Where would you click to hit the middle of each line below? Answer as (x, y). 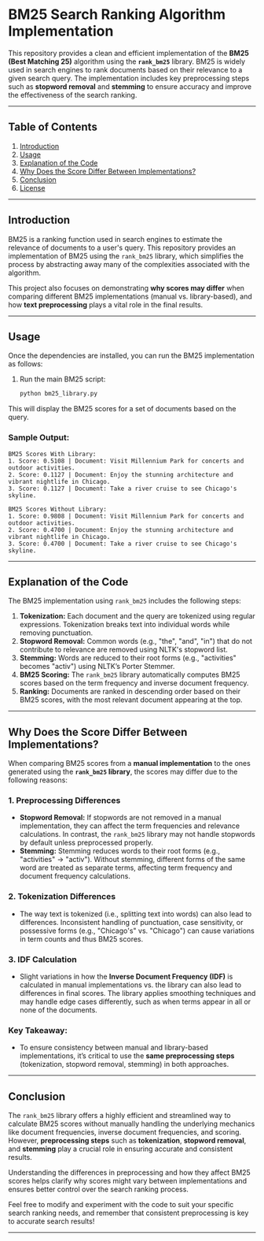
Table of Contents (53, 127)
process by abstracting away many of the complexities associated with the (129, 264)
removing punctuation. (56, 633)
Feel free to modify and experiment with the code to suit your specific (121, 1205)
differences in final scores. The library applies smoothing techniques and (137, 994)
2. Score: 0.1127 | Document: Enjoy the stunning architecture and (121, 474)
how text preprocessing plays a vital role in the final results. (106, 304)
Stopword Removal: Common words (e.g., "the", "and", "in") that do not (136, 641)
